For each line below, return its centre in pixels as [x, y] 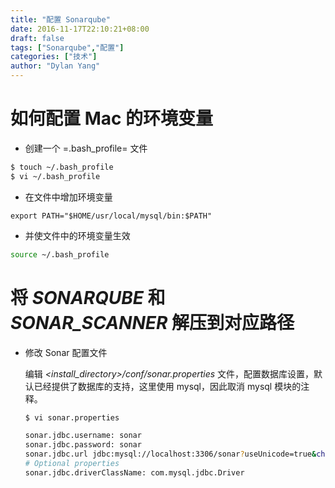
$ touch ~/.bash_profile [62, 167]
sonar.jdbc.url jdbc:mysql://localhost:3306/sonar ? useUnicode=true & [170, 454]
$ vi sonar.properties [72, 417]
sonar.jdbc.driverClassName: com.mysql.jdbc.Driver [134, 472]
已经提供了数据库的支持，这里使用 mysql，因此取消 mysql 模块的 [167, 386]
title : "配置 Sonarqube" [60, 19]
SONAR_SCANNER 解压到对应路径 [152, 322]
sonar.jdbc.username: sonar [83, 436]
